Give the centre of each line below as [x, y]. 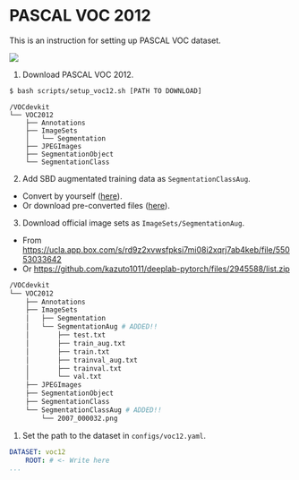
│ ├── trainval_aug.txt [82, 360]
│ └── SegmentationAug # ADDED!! [92, 327]
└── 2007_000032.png [80, 418]
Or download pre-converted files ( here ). [96, 205]
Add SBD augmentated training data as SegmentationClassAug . [136, 178]
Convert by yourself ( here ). [72, 196]
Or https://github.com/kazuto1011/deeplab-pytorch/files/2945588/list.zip [156, 269]
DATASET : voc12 [38, 452]
